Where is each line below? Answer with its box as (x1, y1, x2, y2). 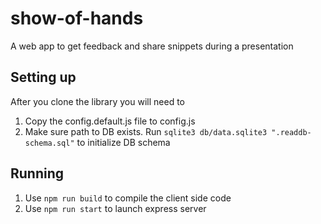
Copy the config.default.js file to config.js (24, 115, 196, 127)
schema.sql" (24, 138, 75, 148)
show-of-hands (10, 7, 144, 30)
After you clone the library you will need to (10, 95, 185, 107)
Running (10, 165, 65, 182)
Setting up (10, 69, 77, 86)
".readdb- (271, 127, 312, 137)
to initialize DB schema (76, 136, 171, 148)
